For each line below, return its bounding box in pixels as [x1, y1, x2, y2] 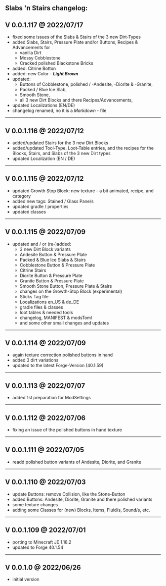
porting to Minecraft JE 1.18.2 [12, 539, 72, 545]
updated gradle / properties [12, 203, 69, 210]
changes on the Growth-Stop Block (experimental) [19, 288, 123, 294]
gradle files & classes [19, 304, 63, 310]
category [12, 193, 31, 199]
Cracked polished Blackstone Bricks [19, 60, 93, 66]
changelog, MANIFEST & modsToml [19, 315, 92, 320]
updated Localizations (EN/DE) [12, 103, 75, 108]
